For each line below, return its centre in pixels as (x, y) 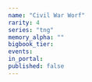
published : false (36, 66)
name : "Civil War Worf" (47, 15)
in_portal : (26, 59)
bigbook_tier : (31, 45)
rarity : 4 (24, 23)
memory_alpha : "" (36, 37)
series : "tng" (31, 30)
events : (21, 52)
